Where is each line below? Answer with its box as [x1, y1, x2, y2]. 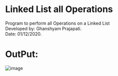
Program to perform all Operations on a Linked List [5, 20, 110, 26]
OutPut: [5, 49, 39, 60]
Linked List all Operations [5, 4, 113, 15]
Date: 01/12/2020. [5, 31, 42, 37]
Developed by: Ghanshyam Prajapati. [5, 25, 82, 31]
